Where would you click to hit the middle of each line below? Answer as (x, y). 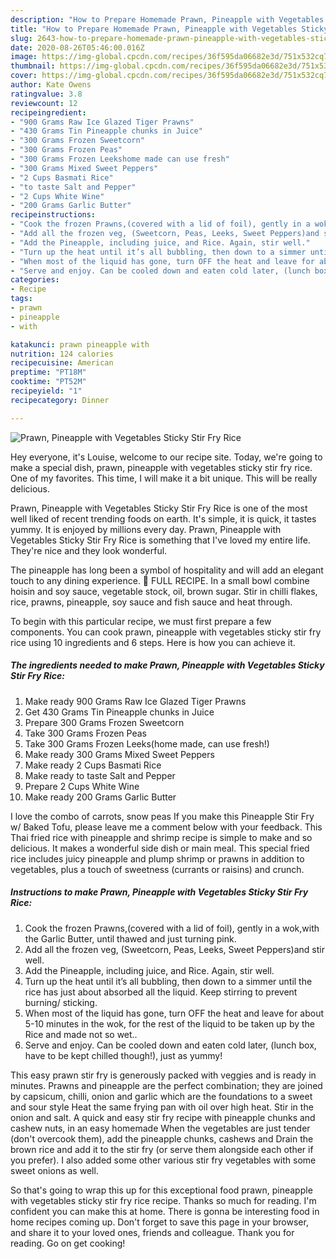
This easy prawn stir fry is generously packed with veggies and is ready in (163, 1075)
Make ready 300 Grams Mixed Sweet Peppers (119, 754)
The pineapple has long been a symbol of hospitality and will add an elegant (167, 570)
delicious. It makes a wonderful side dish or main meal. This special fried (160, 848)
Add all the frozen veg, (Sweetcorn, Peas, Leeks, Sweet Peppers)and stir (174, 949)
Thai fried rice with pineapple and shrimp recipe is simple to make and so (161, 837)
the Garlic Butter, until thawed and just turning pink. (130, 938)
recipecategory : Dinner (60, 400)
